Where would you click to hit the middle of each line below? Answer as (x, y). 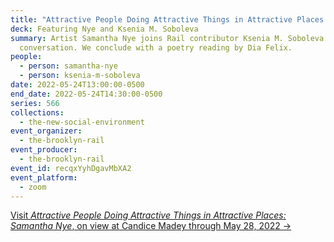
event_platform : (44, 177)
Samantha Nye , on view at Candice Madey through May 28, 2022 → (151, 226)
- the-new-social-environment (82, 122)
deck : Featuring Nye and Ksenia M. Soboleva (104, 29)
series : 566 (35, 103)
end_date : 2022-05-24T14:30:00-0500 (86, 94)
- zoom (33, 187)
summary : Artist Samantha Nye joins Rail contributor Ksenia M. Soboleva (167, 38)
